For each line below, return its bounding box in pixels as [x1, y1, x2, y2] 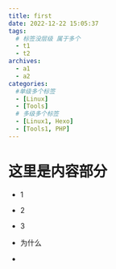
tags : [8, 27, 27, 35]
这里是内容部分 [8, 162, 108, 181]
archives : [8, 58, 42, 66]
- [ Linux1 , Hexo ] [15, 117, 74, 126]
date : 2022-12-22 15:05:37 [8, 19, 99, 28]
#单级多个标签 [15, 87, 56, 96]
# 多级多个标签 [15, 110, 59, 118]
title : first [8, 11, 52, 20]
